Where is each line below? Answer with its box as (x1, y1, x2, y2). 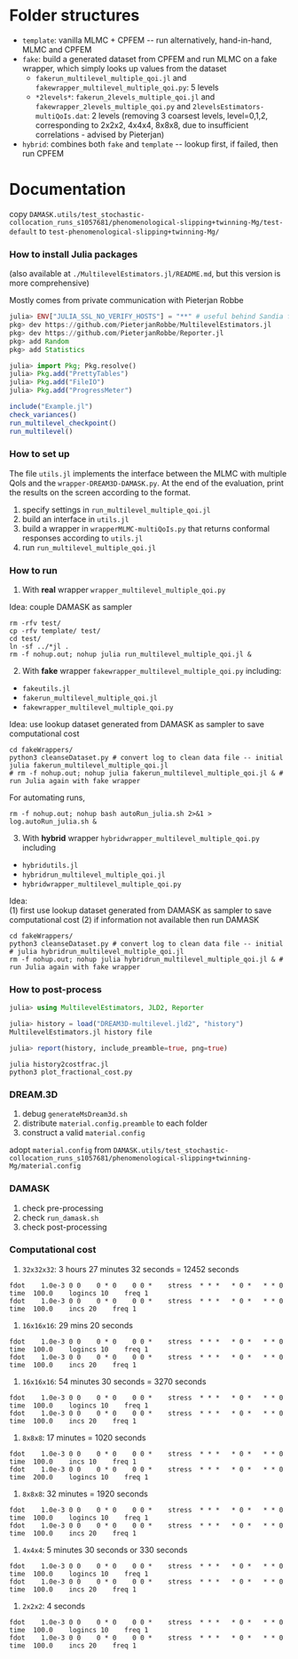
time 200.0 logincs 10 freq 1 (9, 1472, 149, 1481)
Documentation (9, 180, 127, 200)
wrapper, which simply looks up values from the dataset (21, 63, 227, 74)
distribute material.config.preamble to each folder (21, 1118, 208, 1129)
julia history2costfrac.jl (9, 1060, 109, 1069)
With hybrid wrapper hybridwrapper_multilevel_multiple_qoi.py (21, 833, 260, 844)
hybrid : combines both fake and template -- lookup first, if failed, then (21, 139, 278, 149)
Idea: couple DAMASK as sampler (9, 602, 133, 613)
